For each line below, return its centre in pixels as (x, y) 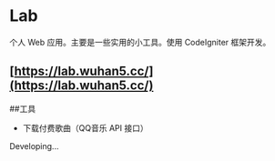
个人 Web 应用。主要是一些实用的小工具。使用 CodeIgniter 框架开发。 (140, 42)
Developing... (34, 146)
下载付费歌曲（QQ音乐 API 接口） (85, 127)
